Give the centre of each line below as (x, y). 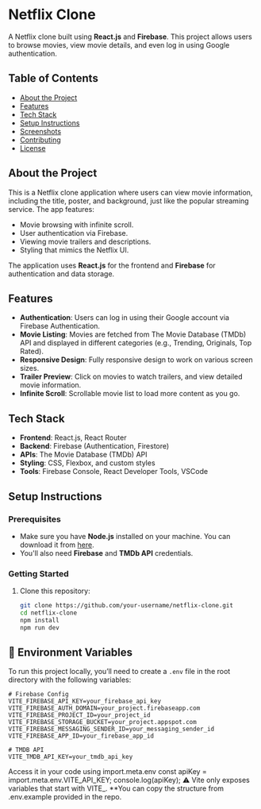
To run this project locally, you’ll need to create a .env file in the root (119, 672)
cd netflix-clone (48, 613)
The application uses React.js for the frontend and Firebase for (112, 265)
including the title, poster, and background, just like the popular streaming (129, 201)
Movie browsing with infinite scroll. (77, 225)
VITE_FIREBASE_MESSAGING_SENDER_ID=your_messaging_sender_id (111, 729)
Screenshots (40, 131)
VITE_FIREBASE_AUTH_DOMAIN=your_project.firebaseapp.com (104, 708)
